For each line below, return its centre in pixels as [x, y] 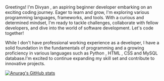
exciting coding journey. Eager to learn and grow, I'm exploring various [77, 12]
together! [14, 33]
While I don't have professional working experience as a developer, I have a [82, 43]
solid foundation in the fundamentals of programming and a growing [75, 48]
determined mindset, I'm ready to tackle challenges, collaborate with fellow [82, 23]
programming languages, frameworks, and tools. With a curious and [75, 17]
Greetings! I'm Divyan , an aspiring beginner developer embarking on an [79, 7]
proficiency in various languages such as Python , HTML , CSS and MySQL [82, 53]
